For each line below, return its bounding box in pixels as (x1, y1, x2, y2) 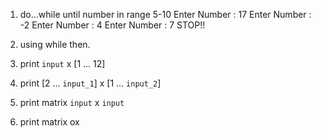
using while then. (19, 39, 91, 50)
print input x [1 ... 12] (19, 58, 106, 69)
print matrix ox (19, 116, 80, 128)
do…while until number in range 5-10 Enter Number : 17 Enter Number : (19, 9, 312, 20)
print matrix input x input (19, 97, 125, 108)
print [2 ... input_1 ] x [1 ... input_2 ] (19, 77, 162, 89)
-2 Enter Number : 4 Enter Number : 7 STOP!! (19, 19, 206, 31)
